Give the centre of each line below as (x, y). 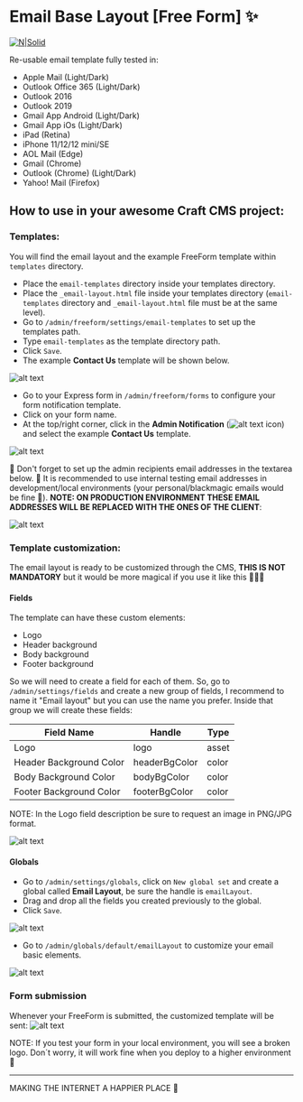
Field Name (69, 733)
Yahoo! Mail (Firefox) (61, 182)
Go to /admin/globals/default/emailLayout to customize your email (147, 946)
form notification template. (72, 404)
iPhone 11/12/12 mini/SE (66, 144)
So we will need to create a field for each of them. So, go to (119, 681)
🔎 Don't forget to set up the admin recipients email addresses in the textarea (151, 468)
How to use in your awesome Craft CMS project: (147, 211)
